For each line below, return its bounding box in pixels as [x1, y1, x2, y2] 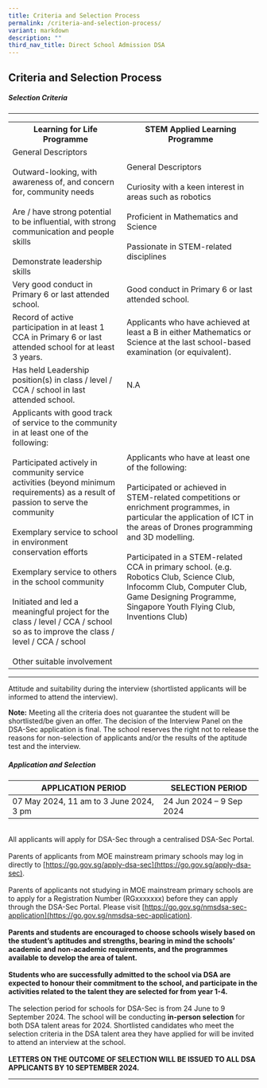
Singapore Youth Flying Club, [126, 602, 235, 613]
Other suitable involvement [12, 656, 113, 667]
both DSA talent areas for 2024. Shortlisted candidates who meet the [8, 1020, 234, 1031]
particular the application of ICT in [126, 512, 254, 523]
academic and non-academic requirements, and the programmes [8, 945, 228, 954]
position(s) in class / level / [12, 375, 113, 386]
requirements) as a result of [12, 487, 116, 498]
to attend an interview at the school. [8, 1038, 126, 1047]
